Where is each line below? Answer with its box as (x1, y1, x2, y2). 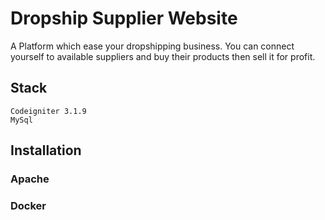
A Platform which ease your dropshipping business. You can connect (10, 40, 295, 52)
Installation (10, 142, 82, 159)
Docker (10, 198, 47, 212)
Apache (10, 172, 50, 186)
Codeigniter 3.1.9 (10, 106, 87, 116)
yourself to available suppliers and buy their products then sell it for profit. (10, 50, 316, 62)
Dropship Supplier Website (10, 7, 238, 30)
